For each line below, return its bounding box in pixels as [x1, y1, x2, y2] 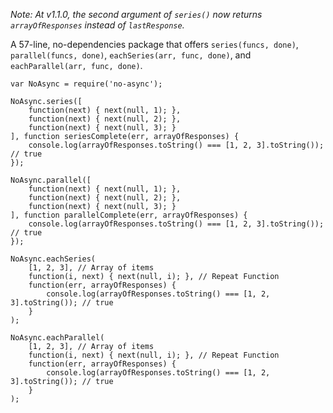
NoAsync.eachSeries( [10, 254, 97, 264]
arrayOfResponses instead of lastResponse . [10, 19, 185, 31]
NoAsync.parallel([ [10, 175, 92, 185]
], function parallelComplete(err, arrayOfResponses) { [10, 210, 248, 220]
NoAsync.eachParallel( [10, 333, 105, 343]
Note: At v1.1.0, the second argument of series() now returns [10, 9, 263, 20]
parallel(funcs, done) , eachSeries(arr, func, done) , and [10, 49, 252, 61]
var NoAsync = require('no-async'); [10, 79, 163, 89]
